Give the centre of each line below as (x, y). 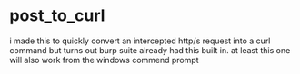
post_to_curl (57, 16)
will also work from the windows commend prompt (104, 60)
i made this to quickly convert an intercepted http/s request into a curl (140, 41)
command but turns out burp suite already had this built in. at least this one (150, 50)
